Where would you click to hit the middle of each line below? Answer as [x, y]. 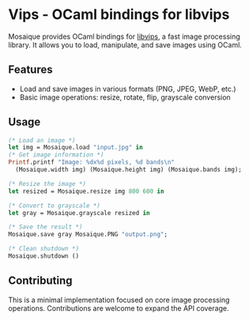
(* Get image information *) [56, 155]
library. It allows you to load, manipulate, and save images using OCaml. [125, 44]
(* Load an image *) [42, 140]
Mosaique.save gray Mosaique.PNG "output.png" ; [88, 235]
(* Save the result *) [45, 227]
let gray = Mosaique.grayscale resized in [79, 213]
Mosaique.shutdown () [44, 256]
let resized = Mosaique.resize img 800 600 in [86, 191]
